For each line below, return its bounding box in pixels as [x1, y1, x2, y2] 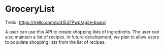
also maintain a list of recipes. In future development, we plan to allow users [5, 34, 159, 40]
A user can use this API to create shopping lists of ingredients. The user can [5, 29, 160, 34]
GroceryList [5, 3, 55, 15]
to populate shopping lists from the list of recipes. [5, 39, 106, 45]
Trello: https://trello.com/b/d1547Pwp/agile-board [5, 19, 106, 25]
